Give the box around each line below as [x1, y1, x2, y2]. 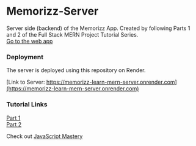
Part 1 [6, 114, 21, 122]
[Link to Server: [6, 78, 45, 86]
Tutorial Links [6, 100, 48, 109]
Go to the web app [6, 37, 53, 45]
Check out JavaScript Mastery [6, 133, 83, 140]
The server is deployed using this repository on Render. [6, 67, 146, 74]
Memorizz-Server [6, 4, 99, 18]
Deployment [6, 53, 44, 61]
